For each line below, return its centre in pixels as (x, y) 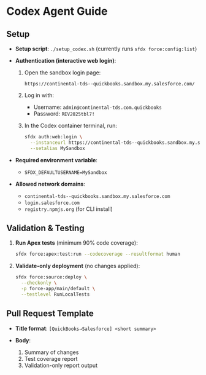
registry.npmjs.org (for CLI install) (69, 209)
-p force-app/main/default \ (58, 289)
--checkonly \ (39, 283)
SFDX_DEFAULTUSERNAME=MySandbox (66, 172)
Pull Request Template (50, 314)
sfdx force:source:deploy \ (51, 277)
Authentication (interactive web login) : (66, 61)
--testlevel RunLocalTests (55, 294)
